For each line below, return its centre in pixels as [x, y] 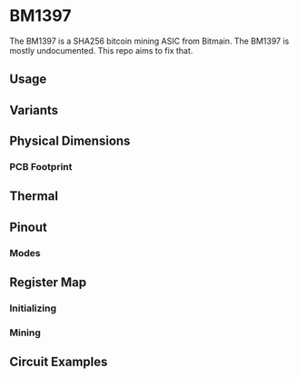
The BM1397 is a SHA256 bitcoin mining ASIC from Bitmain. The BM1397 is [149, 41]
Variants [34, 110]
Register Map [48, 283]
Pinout [29, 227]
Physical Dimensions [70, 141]
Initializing [33, 308]
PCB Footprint [41, 167]
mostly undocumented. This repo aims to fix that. [101, 50]
